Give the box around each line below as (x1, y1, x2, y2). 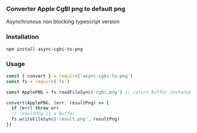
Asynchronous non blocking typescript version (6, 18, 120, 25)
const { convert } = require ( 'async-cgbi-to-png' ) (6, 73, 133, 79)
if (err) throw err (11, 105, 60, 111)
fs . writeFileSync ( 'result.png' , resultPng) (11, 117, 120, 122)
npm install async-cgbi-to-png (6, 46, 83, 52)
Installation (6, 33, 40, 41)
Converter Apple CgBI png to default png (6, 5, 126, 13)
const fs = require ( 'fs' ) (6, 78, 70, 84)
